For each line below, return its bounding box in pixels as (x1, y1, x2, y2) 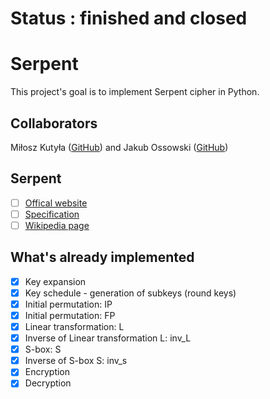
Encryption (24, 366, 71, 378)
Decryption (24, 377, 72, 389)
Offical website (24, 197, 88, 209)
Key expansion (24, 275, 87, 287)
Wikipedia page (24, 219, 90, 231)
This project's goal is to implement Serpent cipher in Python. (10, 86, 260, 98)
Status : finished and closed (10, 7, 248, 30)
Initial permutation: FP (24, 309, 116, 321)
